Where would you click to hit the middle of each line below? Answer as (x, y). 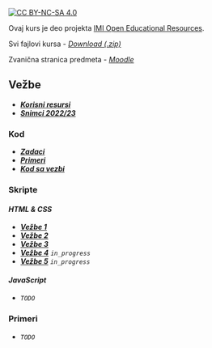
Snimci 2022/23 (48, 112)
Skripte (23, 190)
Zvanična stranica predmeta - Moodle (71, 59)
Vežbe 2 (34, 236)
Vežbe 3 (34, 244)
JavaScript (28, 280)
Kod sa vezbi (42, 169)
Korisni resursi (45, 104)
